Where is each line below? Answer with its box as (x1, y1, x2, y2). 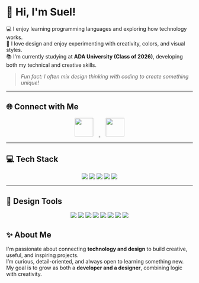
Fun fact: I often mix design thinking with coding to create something (20, 73, 189, 80)
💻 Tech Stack (6, 154, 59, 164)
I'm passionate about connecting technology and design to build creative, (6, 245, 188, 253)
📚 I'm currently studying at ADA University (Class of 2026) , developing (6, 53, 183, 60)
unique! (20, 79, 40, 86)
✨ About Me (6, 230, 52, 240)
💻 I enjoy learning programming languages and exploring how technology (6, 25, 187, 32)
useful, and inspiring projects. (6, 252, 79, 259)
